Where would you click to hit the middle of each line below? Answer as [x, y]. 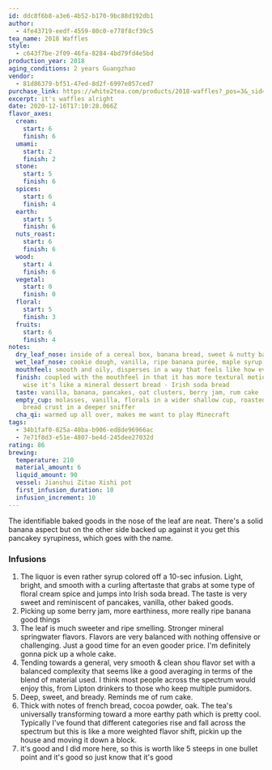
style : [19, 46]
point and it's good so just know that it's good [96, 757]
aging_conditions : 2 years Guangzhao [72, 69]
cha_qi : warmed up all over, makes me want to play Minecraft [123, 415]
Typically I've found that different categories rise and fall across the [133, 722]
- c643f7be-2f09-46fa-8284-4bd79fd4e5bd [85, 53]
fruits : [29, 325]
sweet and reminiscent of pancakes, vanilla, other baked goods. [127, 602]
